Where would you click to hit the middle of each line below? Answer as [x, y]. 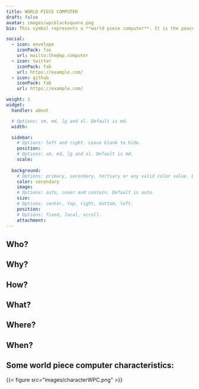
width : [20, 126]
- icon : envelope [33, 45]
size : [24, 198]
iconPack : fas [34, 50]
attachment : [31, 220]
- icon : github [30, 78]
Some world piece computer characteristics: [90, 366]
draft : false [22, 17]
